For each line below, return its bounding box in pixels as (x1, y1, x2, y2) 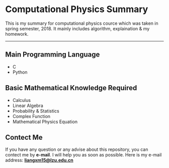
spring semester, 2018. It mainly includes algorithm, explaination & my (5, 25, 150, 31)
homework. (5, 31, 29, 37)
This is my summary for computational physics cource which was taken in (5, 20, 158, 26)
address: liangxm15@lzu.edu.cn (5, 157, 74, 163)
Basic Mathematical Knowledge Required (5, 84, 137, 92)
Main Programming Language (5, 50, 100, 59)
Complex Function (12, 113, 51, 119)
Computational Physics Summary (5, 4, 148, 15)
